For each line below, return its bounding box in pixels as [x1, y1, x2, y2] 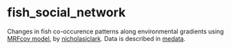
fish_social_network [7, 5, 126, 20]
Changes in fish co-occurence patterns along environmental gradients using [7, 27, 224, 35]
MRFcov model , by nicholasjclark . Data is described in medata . [7, 34, 186, 42]
